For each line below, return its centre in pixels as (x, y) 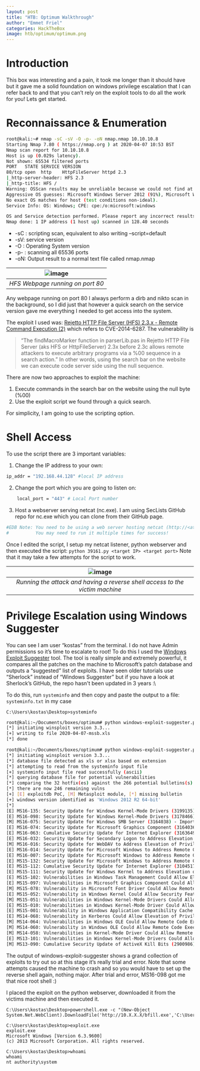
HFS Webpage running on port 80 (57, 284)
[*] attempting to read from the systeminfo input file (77, 767)
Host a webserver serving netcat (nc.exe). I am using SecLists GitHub (100, 510)
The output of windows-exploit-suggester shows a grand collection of (92, 955)
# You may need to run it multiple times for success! (87, 533)
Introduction (37, 64)
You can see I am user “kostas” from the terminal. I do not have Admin (92, 645)
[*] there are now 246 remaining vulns (56, 789)
